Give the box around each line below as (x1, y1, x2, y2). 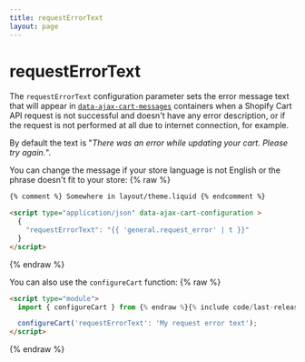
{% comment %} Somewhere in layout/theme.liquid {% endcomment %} (9, 192, 266, 201)
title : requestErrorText (9, 13, 103, 23)
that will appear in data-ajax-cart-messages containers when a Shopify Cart (9, 101, 292, 112)
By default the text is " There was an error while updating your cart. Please (9, 137, 289, 148)
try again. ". (9, 147, 52, 158)
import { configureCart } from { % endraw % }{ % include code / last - (17, 302, 274, 312)
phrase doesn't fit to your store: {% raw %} (9, 175, 171, 186)
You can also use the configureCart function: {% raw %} (9, 277, 221, 287)
